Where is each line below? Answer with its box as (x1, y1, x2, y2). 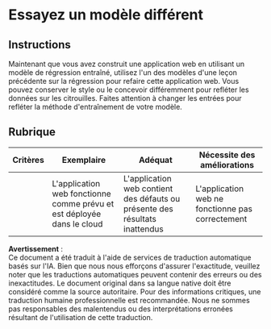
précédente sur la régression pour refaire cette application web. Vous (8, 77, 240, 85)
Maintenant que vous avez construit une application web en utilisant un (8, 59, 245, 69)
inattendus (123, 223, 164, 235)
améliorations (200, 159, 254, 170)
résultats (123, 213, 157, 224)
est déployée (52, 208, 102, 219)
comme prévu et (52, 198, 115, 209)
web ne (195, 193, 224, 204)
